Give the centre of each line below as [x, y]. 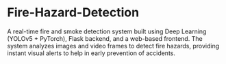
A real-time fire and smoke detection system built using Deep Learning [107, 31]
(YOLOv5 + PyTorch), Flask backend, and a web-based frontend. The [105, 38]
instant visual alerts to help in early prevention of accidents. [91, 53]
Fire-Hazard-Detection [73, 13]
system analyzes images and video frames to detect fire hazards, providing [113, 46]
